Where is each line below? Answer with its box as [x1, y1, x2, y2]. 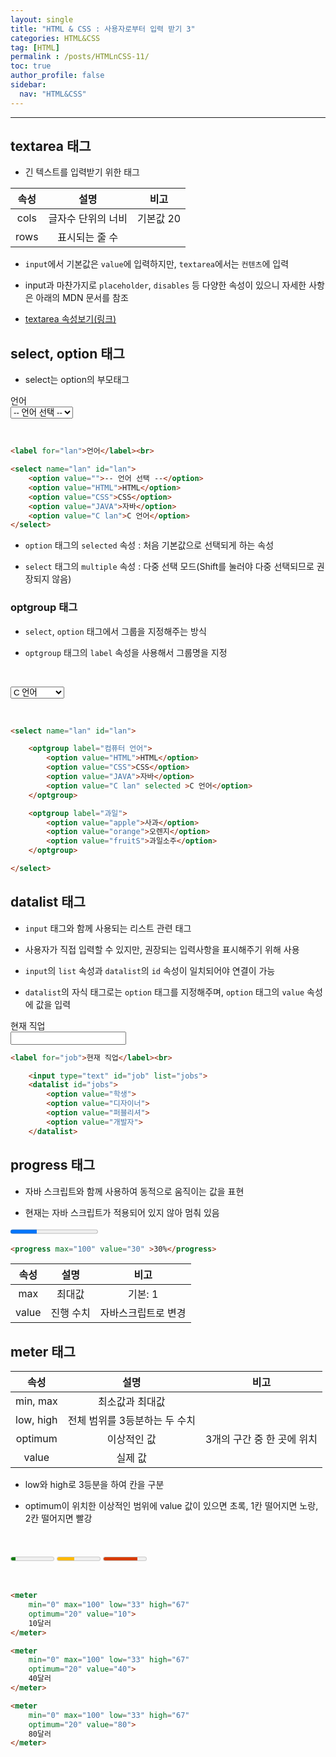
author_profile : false [10, 71, 105, 81]
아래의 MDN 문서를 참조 [35, 292, 129, 304]
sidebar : [10, 80, 47, 90]
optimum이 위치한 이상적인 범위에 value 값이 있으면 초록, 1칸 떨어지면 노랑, [24, 1500, 319, 1512]
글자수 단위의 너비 [48, 212, 128, 226]
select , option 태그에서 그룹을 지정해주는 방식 [24, 625, 207, 637]
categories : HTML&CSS [10, 33, 101, 43]
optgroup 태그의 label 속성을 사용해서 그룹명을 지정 [24, 646, 228, 658]
